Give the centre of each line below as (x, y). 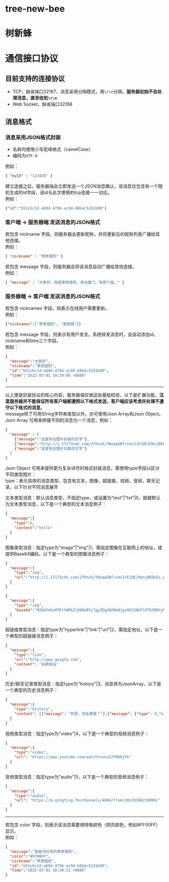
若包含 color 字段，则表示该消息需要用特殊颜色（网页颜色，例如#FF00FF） (83, 825)
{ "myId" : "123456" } (29, 176)
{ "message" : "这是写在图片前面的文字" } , (52, 439)
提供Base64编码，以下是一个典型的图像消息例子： (57, 554)
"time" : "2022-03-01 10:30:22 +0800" (48, 870)
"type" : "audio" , (31, 796)
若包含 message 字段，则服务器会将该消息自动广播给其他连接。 (71, 266)
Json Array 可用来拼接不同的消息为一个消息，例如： (59, 420)
